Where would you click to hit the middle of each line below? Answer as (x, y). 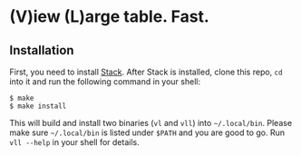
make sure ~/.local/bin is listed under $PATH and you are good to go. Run (147, 132)
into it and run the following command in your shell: (105, 82)
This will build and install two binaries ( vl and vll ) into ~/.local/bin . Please (151, 123)
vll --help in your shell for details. (74, 142)
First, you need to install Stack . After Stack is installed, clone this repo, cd (146, 72)
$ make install (38, 106)
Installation (42, 50)
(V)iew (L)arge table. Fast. (110, 17)
